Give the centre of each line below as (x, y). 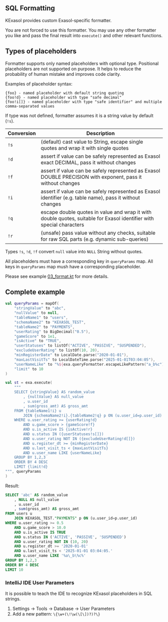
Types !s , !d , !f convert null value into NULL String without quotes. (74, 251)
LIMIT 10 (14, 570)
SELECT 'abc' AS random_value (37, 495)
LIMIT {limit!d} (31, 467)
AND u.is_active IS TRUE (40, 532)
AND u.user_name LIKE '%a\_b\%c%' (50, 556)
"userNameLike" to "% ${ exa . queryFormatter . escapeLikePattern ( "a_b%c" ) (89, 364)
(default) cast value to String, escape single (92, 142)
